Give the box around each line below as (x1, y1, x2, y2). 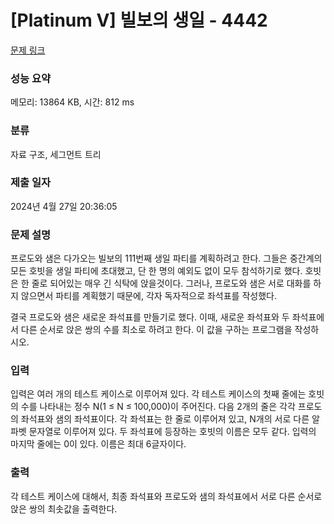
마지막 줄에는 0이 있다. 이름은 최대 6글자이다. (10, 438, 187, 450)
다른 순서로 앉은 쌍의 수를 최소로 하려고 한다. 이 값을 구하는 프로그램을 (20, 324, 293, 336)
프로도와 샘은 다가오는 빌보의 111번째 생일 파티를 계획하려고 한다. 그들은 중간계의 (10, 252, 323, 265)
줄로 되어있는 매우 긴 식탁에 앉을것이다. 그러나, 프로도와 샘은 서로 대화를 (31, 277, 312, 290)
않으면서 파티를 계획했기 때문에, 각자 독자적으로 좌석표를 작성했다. (20, 290, 277, 302)
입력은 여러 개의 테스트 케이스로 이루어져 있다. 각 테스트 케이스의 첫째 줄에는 (10, 388, 307, 400)
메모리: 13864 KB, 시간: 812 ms (10, 96, 135, 108)
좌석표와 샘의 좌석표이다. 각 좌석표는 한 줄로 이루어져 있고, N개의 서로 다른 (20, 413, 310, 425)
